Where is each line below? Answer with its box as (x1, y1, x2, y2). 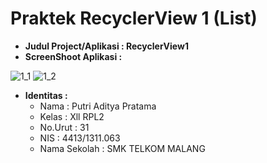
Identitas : (24, 89, 68, 101)
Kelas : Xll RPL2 (39, 110, 105, 122)
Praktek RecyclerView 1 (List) (10, 7, 258, 30)
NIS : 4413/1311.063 (39, 132, 121, 144)
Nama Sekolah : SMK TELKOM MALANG (39, 142, 206, 154)
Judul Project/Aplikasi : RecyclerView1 (24, 40, 189, 52)
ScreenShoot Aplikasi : (24, 50, 123, 62)
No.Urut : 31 (39, 121, 90, 133)
